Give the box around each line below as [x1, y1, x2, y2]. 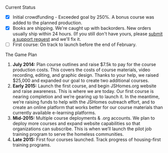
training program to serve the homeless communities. [12, 131, 124, 137]
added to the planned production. [12, 20, 82, 26]
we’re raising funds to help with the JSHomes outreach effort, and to [12, 99, 155, 105]
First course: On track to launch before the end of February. [12, 41, 137, 47]
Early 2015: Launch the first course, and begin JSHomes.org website [12, 83, 156, 89]
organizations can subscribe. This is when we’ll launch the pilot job [12, 126, 152, 132]
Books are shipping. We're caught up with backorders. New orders [12, 25, 151, 31]
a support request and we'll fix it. [12, 36, 81, 42]
